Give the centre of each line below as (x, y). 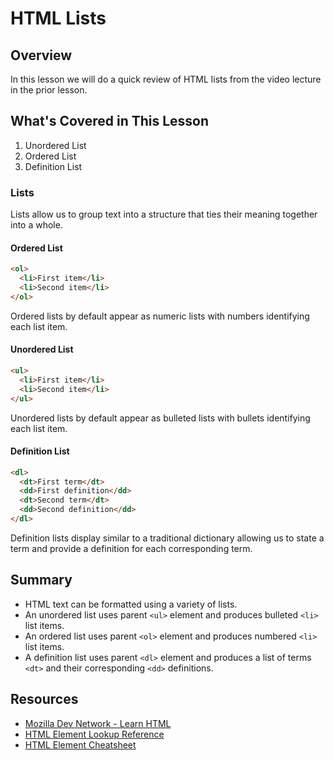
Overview (41, 55)
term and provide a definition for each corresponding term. (131, 548)
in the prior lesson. (49, 90)
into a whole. (36, 225)
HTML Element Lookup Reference (94, 734)
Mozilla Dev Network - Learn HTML (98, 723)
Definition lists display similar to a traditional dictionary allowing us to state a (167, 538)
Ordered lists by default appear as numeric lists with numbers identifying (160, 316)
